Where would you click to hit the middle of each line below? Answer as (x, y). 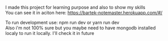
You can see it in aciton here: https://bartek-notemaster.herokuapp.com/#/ (84, 13)
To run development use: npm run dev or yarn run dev (62, 23)
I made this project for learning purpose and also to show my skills (75, 7)
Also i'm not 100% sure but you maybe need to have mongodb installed (81, 28)
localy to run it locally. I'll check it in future (50, 33)
